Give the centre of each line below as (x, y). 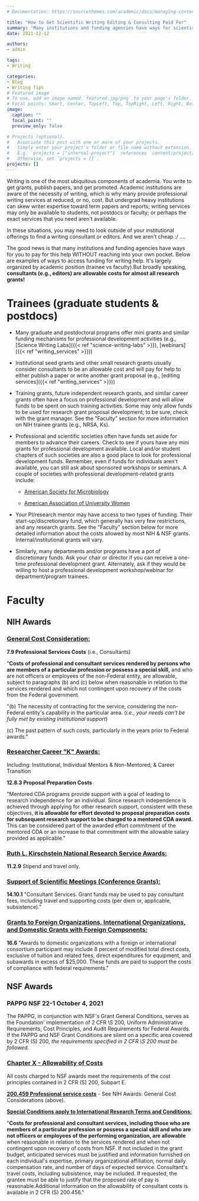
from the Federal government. (43, 695)
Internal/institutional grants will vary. (59, 540)
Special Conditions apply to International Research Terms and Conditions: (99, 1112)
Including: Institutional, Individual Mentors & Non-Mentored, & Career (91, 765)
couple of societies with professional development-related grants (94, 474)
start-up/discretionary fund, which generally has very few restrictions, (101, 521)
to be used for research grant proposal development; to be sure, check (102, 412)
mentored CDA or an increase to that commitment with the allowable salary (98, 831)
